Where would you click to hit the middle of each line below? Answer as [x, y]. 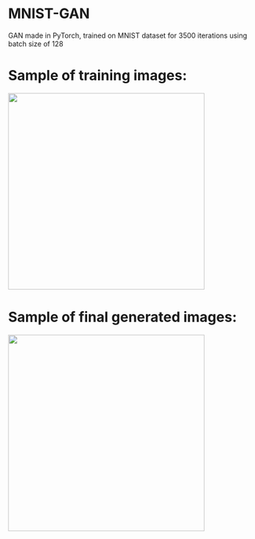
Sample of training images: [98, 76]
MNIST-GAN [49, 14]
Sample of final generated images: [123, 317]
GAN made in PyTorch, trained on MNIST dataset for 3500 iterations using [128, 35]
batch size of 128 [36, 43]
